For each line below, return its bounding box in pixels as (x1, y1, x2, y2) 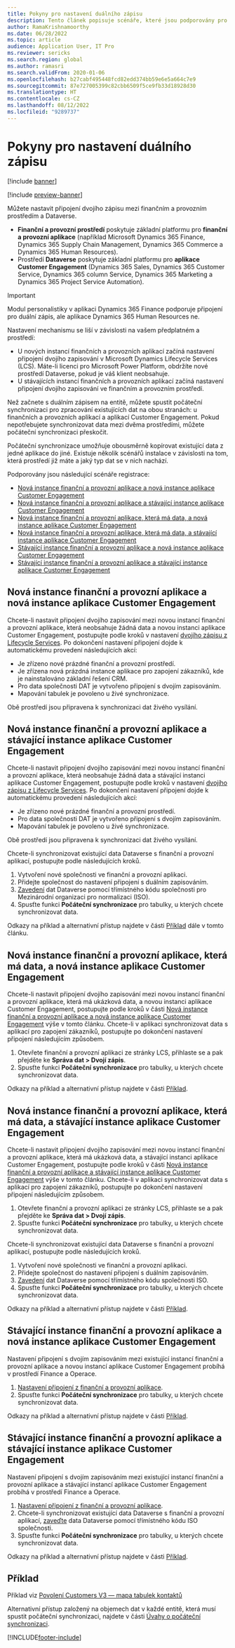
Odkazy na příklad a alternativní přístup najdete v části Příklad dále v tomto (7, 922, 224, 930)
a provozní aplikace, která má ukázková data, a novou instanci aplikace (7, 998, 213, 1006)
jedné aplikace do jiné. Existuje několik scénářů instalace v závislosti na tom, (7, 449, 229, 457)
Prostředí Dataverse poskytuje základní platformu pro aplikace (17, 255, 200, 264)
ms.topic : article (7, 37, 61, 44)
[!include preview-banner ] (7, 191, 83, 199)
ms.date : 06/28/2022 (7, 30, 68, 37)
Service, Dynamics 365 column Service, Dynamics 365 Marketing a (17, 270, 213, 278)
